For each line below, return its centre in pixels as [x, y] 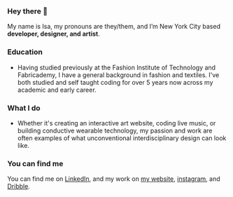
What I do [24, 108]
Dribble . [19, 186]
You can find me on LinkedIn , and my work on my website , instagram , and [114, 179]
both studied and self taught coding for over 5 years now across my [115, 82]
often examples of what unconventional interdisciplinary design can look [122, 138]
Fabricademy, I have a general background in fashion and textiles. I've [118, 75]
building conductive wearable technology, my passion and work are [115, 130]
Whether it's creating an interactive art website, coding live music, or [116, 123]
